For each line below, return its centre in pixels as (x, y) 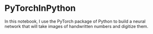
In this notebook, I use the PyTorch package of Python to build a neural (75, 21)
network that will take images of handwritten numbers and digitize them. (76, 26)
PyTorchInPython (40, 8)
